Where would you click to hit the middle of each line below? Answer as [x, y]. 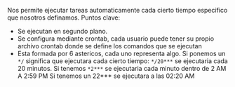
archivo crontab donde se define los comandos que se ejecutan [109, 46]
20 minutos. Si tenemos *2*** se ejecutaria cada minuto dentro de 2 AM [122, 68]
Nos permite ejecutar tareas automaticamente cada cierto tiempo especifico [117, 10]
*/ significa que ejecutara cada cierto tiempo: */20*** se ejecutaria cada [122, 61]
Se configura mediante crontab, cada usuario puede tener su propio [116, 39]
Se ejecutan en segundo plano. [62, 31]
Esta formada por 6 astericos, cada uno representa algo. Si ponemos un [121, 53]
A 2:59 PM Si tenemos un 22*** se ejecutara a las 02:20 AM [106, 76]
